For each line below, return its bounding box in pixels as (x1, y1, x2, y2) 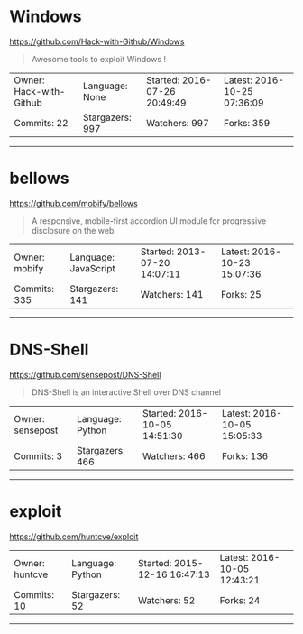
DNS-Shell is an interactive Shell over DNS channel (31, 386, 221, 398)
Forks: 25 (220, 288, 262, 300)
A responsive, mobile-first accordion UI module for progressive (31, 215, 267, 226)
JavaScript (69, 262, 115, 274)
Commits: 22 (14, 116, 69, 129)
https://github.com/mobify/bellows (9, 198, 138, 208)
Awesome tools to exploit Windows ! (31, 53, 167, 64)
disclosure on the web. (31, 225, 117, 235)
